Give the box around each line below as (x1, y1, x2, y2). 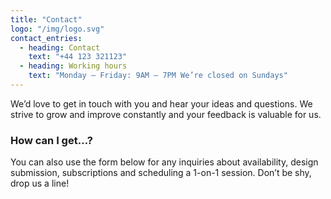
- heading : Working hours (19, 61, 128, 71)
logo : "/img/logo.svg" (10, 24, 105, 34)
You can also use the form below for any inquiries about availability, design (10, 156, 319, 168)
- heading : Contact (19, 42, 101, 53)
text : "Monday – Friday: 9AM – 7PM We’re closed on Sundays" (28, 71, 288, 81)
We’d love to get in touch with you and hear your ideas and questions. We (10, 97, 313, 110)
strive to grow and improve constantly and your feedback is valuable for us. (10, 108, 322, 120)
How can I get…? (10, 133, 93, 147)
